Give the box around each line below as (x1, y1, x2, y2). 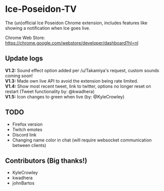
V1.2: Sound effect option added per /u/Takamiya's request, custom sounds (5, 67, 159, 73)
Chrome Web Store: (5, 35, 45, 41)
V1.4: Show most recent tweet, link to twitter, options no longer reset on (5, 83, 151, 89)
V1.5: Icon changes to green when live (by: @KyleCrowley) (5, 94, 125, 99)
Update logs (5, 54, 43, 63)
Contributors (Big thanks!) (5, 156, 88, 165)
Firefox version (12, 121, 43, 127)
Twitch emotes (12, 126, 43, 132)
